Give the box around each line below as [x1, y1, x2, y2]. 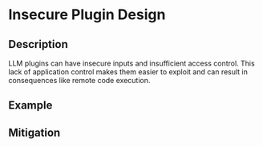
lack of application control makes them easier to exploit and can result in [8, 67, 249, 77]
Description [8, 38, 68, 51]
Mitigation [8, 125, 61, 139]
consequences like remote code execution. [8, 76, 151, 85]
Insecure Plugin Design [8, 6, 166, 24]
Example [8, 98, 53, 113]
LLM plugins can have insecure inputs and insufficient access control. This [8, 58, 255, 68]
